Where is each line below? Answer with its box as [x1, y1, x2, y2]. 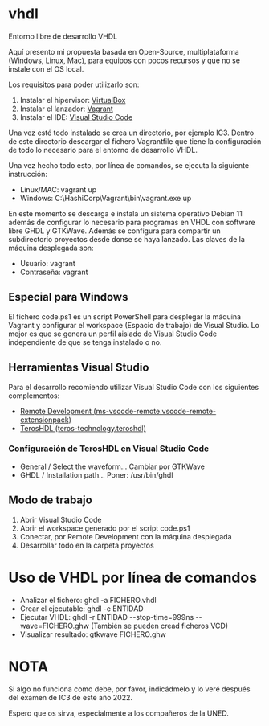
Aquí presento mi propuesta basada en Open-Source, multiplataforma [8, 47, 239, 56]
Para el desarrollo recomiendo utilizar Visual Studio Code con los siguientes [8, 382, 259, 392]
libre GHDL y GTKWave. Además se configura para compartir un [8, 226, 221, 236]
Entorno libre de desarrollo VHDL [8, 31, 118, 41]
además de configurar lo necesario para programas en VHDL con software [8, 217, 255, 227]
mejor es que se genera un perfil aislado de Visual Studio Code [8, 329, 218, 338]
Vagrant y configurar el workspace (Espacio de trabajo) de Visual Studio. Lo [8, 320, 259, 330]
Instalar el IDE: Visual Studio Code [19, 112, 133, 121]
